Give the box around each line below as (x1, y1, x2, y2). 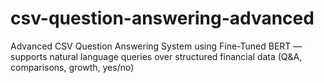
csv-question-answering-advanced (10, 7, 315, 30)
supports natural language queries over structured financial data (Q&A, (10, 50, 303, 62)
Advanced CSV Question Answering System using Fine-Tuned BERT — (10, 40, 303, 52)
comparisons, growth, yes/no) (10, 61, 135, 73)
